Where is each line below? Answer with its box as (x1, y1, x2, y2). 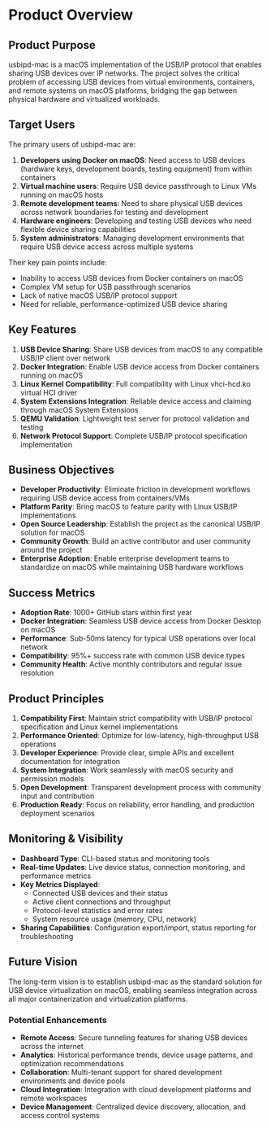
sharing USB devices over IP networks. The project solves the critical (8, 68, 239, 78)
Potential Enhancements (8, 1014, 107, 1025)
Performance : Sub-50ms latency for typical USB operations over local (19, 633, 256, 644)
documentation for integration (19, 757, 120, 767)
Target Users (8, 118, 75, 132)
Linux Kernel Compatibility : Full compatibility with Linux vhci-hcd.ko (19, 378, 252, 388)
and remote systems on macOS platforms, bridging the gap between (8, 85, 238, 95)
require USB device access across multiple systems (19, 242, 194, 251)
